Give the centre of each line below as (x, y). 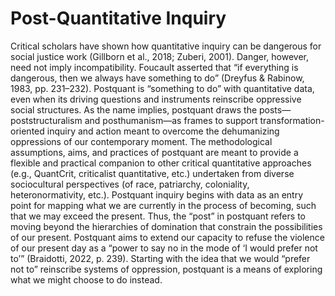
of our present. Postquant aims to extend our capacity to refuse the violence (167, 237)
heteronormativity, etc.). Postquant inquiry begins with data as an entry (157, 194)
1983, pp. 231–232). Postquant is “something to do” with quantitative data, (162, 88)
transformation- (292, 120)
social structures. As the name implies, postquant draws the (134, 109)
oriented (27, 131)
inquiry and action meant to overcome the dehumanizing (163, 131)
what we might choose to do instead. (86, 279)
